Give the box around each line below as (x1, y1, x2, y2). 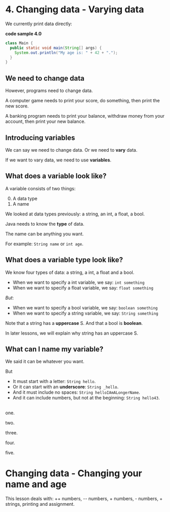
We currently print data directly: (5, 21, 73, 27)
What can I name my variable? (5, 344, 104, 353)
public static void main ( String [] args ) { (10, 45, 102, 50)
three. (5, 429, 18, 435)
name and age (5, 478, 67, 490)
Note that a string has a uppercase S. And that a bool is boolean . (5, 320, 143, 326)
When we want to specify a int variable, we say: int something (12, 279, 145, 285)
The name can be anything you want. (5, 230, 84, 237)
